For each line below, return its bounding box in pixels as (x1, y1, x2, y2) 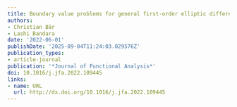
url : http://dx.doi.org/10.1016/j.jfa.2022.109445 (13, 89, 166, 96)
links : (7, 75, 27, 83)
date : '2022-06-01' (7, 37, 65, 44)
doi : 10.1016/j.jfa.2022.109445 (7, 69, 102, 76)
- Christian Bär (7, 23, 55, 30)
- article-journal (7, 56, 61, 63)
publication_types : (7, 50, 65, 57)
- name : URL (7, 82, 42, 89)
